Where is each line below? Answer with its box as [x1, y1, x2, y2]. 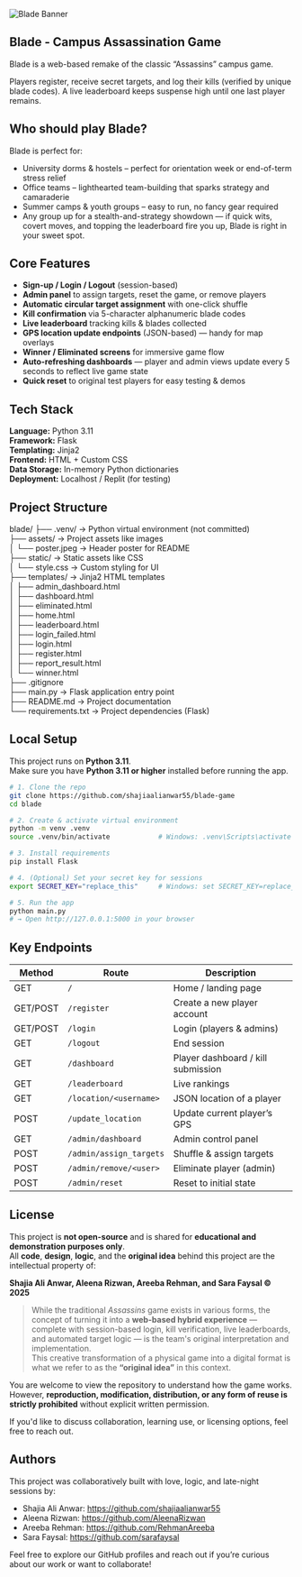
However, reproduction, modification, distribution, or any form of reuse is [9, 1389, 288, 1399]
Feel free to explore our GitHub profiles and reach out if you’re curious [9, 1549, 270, 1560]
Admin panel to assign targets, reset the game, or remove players [22, 289, 267, 300]
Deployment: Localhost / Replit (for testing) [9, 473, 171, 484]
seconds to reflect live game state [22, 366, 148, 377]
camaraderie [22, 191, 70, 202]
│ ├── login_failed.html [9, 629, 96, 640]
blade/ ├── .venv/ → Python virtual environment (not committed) [9, 524, 250, 535]
